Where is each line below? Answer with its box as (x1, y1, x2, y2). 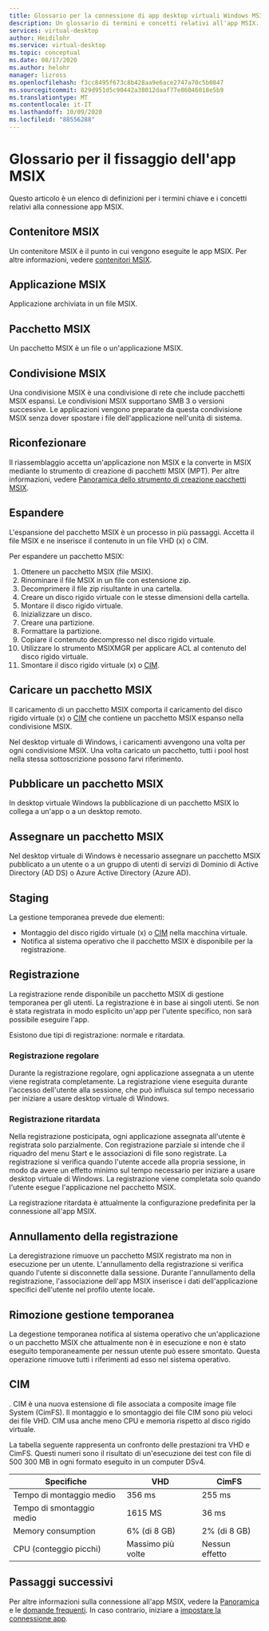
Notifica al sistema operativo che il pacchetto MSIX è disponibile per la (20, 936, 254, 946)
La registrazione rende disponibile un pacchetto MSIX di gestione (9, 989, 224, 998)
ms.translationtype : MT (9, 93, 89, 101)
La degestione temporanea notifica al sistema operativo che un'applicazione (9, 1329, 260, 1339)
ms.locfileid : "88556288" (9, 116, 95, 124)
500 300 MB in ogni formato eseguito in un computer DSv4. (9, 1457, 206, 1466)
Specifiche (44, 1475, 87, 1486)
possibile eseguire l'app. (9, 1014, 90, 1024)
